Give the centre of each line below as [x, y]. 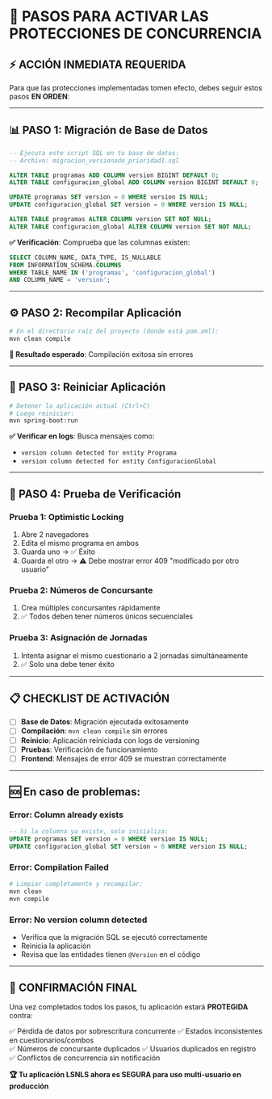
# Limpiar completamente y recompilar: [76, 884]
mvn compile [29, 900]
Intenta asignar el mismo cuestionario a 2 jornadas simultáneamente [134, 655]
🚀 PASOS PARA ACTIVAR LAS [109, 17]
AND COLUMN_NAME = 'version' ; [60, 280]
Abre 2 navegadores [55, 535]
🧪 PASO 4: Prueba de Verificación [95, 494]
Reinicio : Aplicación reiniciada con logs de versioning [110, 740]
